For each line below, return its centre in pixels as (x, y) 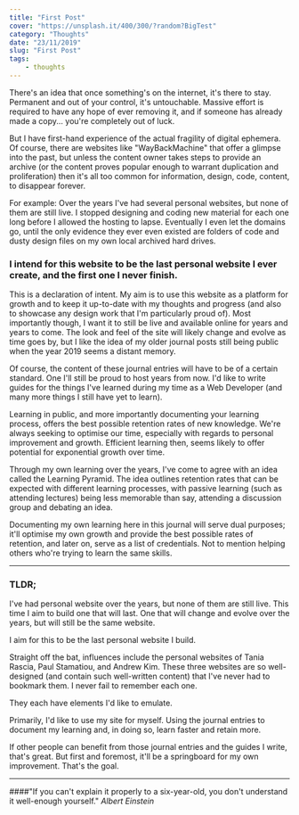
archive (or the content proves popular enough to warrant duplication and (144, 167)
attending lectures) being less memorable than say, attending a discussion (145, 498)
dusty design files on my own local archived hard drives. (113, 241)
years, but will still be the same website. (82, 623)
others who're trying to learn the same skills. (91, 553)
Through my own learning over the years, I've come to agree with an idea (144, 470)
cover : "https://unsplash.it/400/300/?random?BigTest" (113, 26)
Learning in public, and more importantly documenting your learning (134, 415)
